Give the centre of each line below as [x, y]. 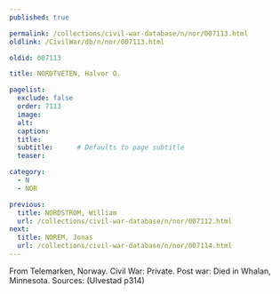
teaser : [32, 156]
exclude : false [45, 99]
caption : [33, 131]
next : [19, 229]
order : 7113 [40, 107]
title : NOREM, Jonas [55, 238]
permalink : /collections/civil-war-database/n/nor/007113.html [129, 33]
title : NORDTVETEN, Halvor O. [65, 74]
